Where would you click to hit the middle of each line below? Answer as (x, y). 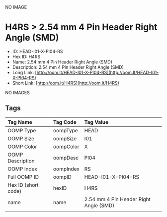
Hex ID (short (23, 185)
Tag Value (96, 122)
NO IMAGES (17, 92)
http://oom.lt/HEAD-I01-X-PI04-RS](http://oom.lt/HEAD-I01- (98, 72)
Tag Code (65, 122)
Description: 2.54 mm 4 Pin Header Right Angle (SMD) (68, 67)
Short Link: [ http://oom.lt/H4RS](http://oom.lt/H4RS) (66, 83)
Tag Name (20, 122)
